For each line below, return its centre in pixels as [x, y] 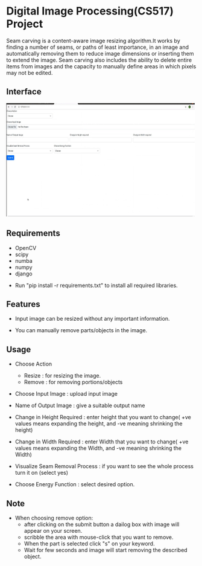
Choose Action [33, 364]
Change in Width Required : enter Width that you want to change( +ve [102, 442]
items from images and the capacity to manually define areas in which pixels [101, 66]
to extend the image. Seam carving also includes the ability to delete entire [99, 60]
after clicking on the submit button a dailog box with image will [102, 524]
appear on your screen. [53, 531]
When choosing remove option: [54, 518]
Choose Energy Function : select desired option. [75, 484]
